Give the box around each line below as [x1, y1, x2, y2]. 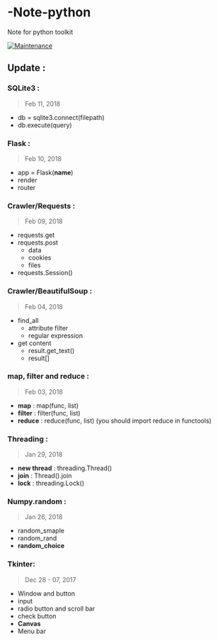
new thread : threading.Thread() [17, 464, 113, 472]
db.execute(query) [17, 121, 72, 129]
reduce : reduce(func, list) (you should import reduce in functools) [17, 416, 212, 425]
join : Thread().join [17, 472, 72, 480]
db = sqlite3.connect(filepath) [17, 113, 105, 121]
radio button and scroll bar [17, 604, 96, 613]
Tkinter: [7, 559, 35, 569]
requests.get [17, 231, 55, 240]
